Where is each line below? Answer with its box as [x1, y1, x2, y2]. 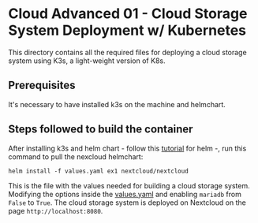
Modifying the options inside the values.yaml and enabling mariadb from [8, 189, 242, 199]
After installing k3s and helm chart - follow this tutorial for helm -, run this [8, 143, 247, 153]
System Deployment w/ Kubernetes [8, 21, 247, 39]
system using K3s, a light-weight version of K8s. [8, 56, 166, 65]
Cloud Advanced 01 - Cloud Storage [8, 5, 248, 23]
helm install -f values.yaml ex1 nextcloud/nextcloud [8, 167, 189, 175]
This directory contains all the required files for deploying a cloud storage [8, 47, 247, 57]
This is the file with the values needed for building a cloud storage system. [8, 180, 250, 190]
